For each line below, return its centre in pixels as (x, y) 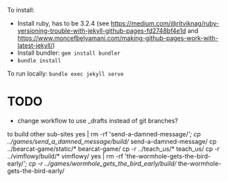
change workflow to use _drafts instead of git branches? (98, 120)
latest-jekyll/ (35, 45)
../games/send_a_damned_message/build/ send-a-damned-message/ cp (112, 141)
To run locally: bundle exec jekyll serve (65, 73)
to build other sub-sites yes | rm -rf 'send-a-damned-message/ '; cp (104, 134)
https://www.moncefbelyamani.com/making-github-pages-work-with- (117, 38)
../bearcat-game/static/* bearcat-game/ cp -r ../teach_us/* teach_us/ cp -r (114, 149)
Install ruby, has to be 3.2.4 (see (63, 23)
